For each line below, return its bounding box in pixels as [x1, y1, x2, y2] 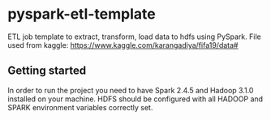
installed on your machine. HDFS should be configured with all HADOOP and [7, 94, 264, 104]
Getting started [7, 64, 87, 78]
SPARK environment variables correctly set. [7, 102, 153, 112]
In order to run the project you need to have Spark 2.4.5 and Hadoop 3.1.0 [7, 85, 254, 95]
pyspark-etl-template [7, 5, 156, 24]
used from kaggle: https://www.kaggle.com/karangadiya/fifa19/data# [7, 40, 239, 49]
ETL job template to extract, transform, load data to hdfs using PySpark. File [7, 32, 261, 41]
